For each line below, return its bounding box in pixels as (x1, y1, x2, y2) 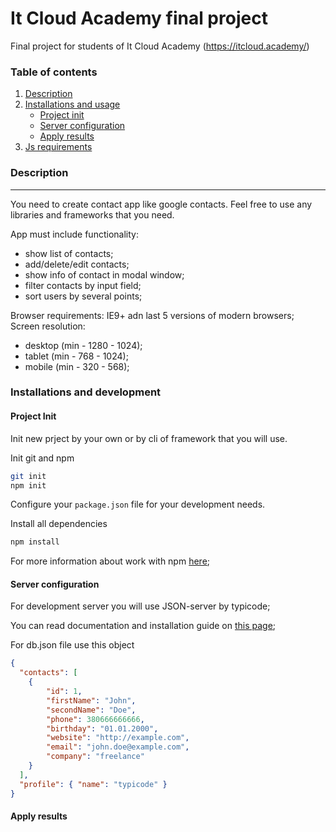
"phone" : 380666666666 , (46, 714, 145, 724)
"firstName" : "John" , (46, 695, 137, 706)
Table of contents (10, 65, 98, 79)
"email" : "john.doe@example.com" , (46, 742, 190, 752)
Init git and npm (10, 452, 75, 464)
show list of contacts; (24, 247, 114, 259)
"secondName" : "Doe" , (46, 705, 137, 715)
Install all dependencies (10, 518, 108, 530)
